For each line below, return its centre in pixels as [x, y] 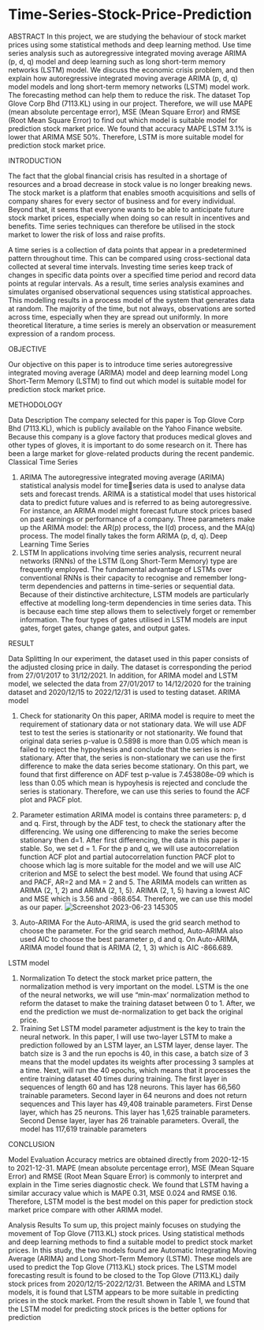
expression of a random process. [62, 334]
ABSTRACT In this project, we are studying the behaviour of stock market [127, 36]
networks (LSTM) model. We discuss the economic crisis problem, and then [131, 69]
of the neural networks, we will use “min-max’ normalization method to [134, 995]
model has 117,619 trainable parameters [83, 1129]
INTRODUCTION [35, 160]
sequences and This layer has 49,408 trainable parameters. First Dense [136, 1104]
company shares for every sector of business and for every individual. [122, 201]
